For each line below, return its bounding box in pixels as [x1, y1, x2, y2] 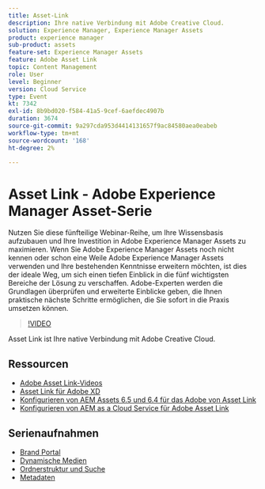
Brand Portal [19, 447, 61, 457]
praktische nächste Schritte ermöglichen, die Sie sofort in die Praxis [8, 295, 229, 305]
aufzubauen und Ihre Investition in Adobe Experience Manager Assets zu [8, 237, 247, 246]
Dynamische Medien [19, 456, 87, 465]
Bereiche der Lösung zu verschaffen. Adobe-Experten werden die [8, 279, 223, 288]
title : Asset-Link [8, 11, 69, 20]
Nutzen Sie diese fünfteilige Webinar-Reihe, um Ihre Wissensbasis [8, 228, 224, 237]
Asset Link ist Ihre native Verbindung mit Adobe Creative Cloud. [8, 334, 216, 344]
